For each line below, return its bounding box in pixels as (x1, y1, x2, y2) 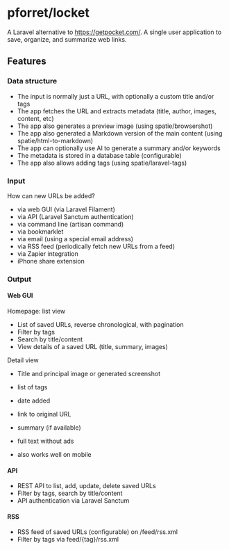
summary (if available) (17, 423, 81, 432)
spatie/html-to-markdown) (17, 136, 94, 145)
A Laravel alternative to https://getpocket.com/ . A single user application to (7, 28, 222, 36)
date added (17, 396, 51, 405)
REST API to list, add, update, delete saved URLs (17, 482, 156, 490)
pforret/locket (7, 5, 90, 21)
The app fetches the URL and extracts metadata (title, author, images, (17, 106, 217, 115)
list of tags (17, 383, 48, 391)
